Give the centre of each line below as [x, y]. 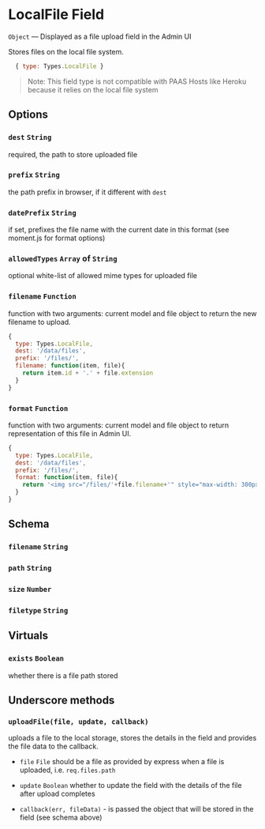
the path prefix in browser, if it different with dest [88, 192]
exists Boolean [36, 659]
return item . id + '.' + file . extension [88, 373]
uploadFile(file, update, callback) [78, 722]
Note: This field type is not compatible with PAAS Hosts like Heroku [137, 81]
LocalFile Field [56, 15]
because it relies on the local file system [93, 89]
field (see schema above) [61, 818]
